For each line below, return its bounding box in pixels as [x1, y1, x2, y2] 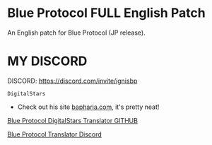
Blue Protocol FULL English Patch [7, 5, 206, 21]
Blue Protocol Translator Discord [7, 129, 102, 139]
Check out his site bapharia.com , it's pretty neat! [17, 103, 160, 111]
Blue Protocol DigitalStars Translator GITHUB [7, 116, 138, 124]
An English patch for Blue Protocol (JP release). [7, 28, 146, 37]
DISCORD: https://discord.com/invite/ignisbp [7, 76, 138, 85]
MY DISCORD [7, 53, 88, 69]
